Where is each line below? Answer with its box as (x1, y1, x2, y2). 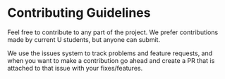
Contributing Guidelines (7, 5, 151, 21)
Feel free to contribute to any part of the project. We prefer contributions (7, 28, 219, 36)
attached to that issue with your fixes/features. (7, 64, 143, 72)
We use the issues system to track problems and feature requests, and (7, 49, 213, 57)
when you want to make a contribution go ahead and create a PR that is (7, 56, 215, 64)
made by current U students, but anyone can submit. (7, 35, 161, 43)
